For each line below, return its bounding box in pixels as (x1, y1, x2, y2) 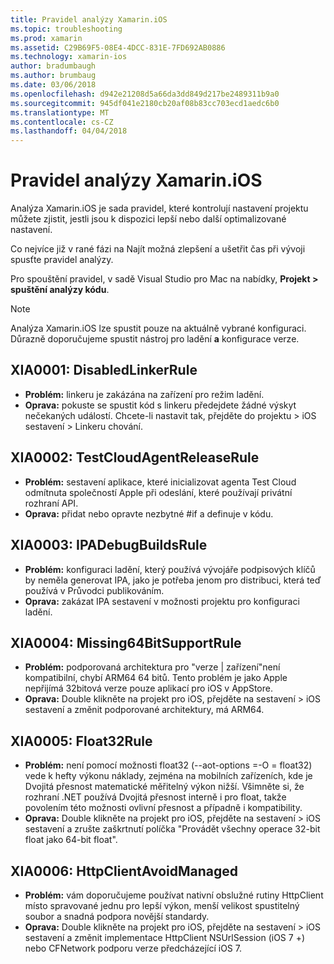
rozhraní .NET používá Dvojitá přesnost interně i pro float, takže (24, 791, 287, 803)
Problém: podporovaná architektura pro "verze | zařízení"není (24, 661, 281, 673)
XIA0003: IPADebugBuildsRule (10, 537, 208, 554)
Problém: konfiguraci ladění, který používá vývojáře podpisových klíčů (24, 563, 316, 575)
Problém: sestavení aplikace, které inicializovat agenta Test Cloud (24, 476, 297, 488)
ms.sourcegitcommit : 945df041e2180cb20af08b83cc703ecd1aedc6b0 (10, 98, 280, 108)
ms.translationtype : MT (10, 107, 110, 118)
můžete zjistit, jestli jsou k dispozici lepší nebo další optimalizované (10, 213, 287, 225)
